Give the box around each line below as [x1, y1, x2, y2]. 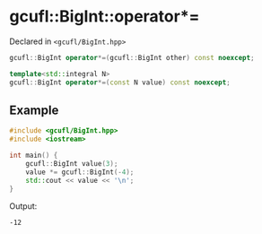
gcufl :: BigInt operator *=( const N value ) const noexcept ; [9, 78, 231, 87]
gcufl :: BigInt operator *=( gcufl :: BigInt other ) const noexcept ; [9, 53, 255, 62]
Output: [9, 200, 38, 212]
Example [9, 102, 59, 117]
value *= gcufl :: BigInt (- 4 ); [25, 168, 135, 177]
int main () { [9, 151, 58, 160]
